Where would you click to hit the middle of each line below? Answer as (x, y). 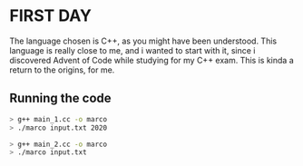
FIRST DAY (51, 16)
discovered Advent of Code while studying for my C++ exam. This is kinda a (151, 60)
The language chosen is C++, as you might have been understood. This (143, 41)
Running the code (60, 98)
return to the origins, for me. (62, 70)
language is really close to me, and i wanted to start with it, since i (132, 50)
